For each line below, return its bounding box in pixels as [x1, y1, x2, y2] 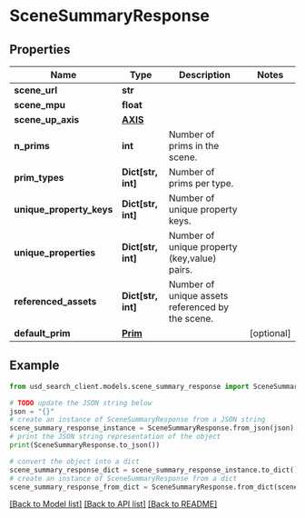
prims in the [168, 140, 220, 152]
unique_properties [14, 246, 96, 259]
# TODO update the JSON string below [9, 398, 152, 407]
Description [178, 69, 231, 81]
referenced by [168, 301, 230, 314]
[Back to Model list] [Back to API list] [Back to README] [9, 499, 218, 510]
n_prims [14, 140, 50, 152]
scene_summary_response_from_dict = [9, 483, 148, 492]
